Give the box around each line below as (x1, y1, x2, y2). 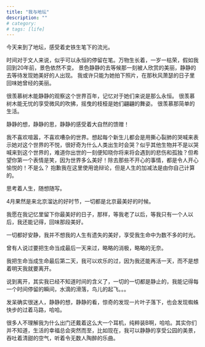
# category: (6, 20, 37, 26)
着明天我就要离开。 (6, 265, 55, 272)
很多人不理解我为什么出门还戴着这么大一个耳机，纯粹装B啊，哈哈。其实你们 (6, 319, 197, 327)
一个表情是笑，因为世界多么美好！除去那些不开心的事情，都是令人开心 (22, 156, 199, 164)
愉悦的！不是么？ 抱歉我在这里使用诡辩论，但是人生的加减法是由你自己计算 (6, 164, 195, 172)
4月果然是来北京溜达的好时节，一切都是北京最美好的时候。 (6, 198, 154, 205)
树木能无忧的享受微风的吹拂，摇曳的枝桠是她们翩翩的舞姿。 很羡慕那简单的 (6, 100, 195, 108)
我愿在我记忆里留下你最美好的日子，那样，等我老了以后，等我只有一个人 (6, 211, 188, 218)
